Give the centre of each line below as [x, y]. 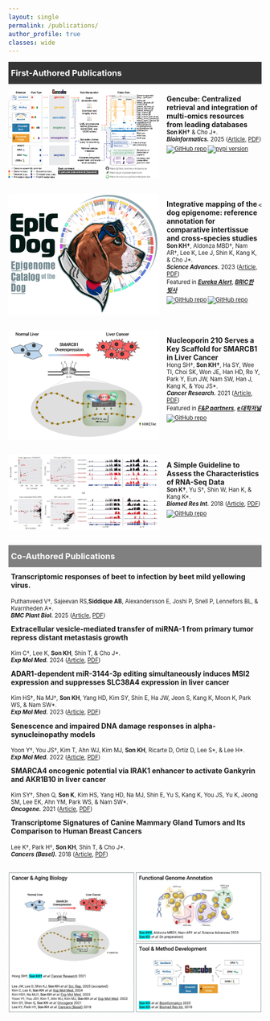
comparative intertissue [208, 229]
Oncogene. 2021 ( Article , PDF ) [52, 809]
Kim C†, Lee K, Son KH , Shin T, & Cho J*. [65, 653]
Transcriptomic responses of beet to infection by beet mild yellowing [128, 577]
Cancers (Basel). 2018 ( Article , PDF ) [59, 854]
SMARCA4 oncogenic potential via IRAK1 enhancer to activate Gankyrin [133, 770]
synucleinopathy [40, 734]
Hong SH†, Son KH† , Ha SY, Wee [211, 365]
